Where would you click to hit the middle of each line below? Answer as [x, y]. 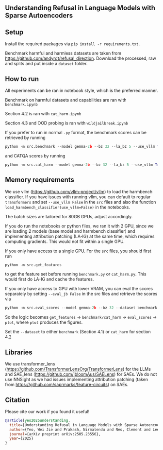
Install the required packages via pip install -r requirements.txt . [72, 44]
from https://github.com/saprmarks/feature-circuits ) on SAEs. [67, 385]
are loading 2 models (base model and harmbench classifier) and [70, 231]
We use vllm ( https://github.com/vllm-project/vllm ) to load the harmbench [79, 191]
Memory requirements [40, 180]
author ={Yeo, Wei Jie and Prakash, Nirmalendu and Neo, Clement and [80, 430]
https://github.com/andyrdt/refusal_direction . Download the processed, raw [81, 58]
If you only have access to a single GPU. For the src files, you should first [78, 251]
